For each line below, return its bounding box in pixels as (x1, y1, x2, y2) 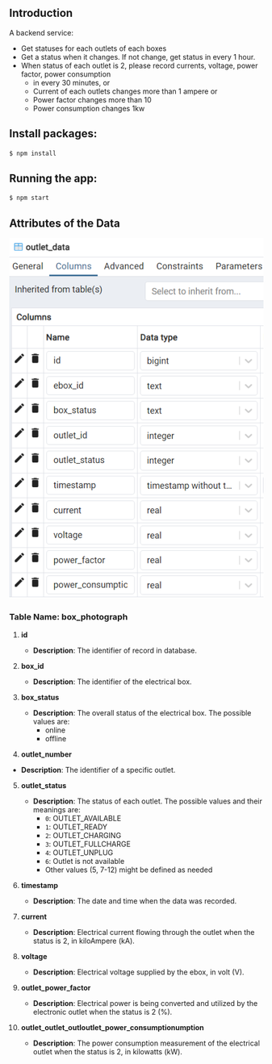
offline (44, 733, 67, 743)
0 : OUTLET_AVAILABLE (44, 813, 122, 823)
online (44, 725, 66, 735)
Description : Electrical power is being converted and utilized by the (32, 998, 258, 1008)
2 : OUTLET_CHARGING (44, 830, 122, 840)
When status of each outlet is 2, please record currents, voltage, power (20, 61, 258, 70)
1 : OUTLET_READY (44, 822, 108, 832)
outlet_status (20, 780, 67, 790)
